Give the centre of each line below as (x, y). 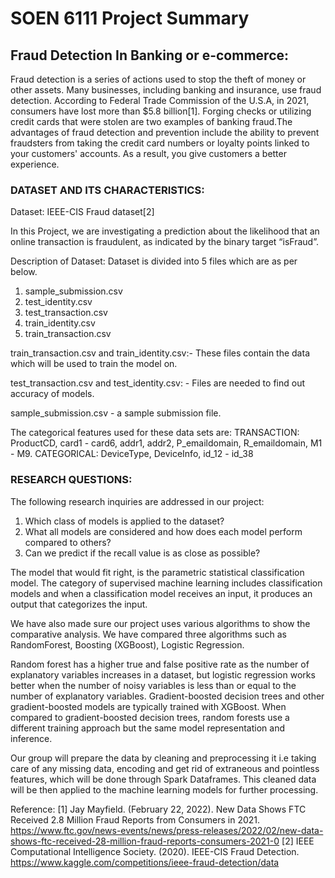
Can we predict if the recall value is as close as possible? (142, 553)
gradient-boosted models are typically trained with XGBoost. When (148, 706)
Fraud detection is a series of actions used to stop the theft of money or (158, 79)
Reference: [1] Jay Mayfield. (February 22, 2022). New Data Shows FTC (158, 809)
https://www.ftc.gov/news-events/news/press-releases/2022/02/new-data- (167, 830)
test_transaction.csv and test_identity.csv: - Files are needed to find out (157, 383)
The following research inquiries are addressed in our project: (137, 501)
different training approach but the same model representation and (147, 728)
